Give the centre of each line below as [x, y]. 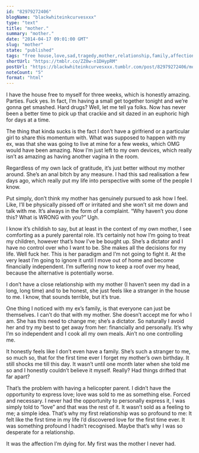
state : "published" [30, 50]
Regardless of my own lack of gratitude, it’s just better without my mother [96, 168]
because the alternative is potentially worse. [60, 273]
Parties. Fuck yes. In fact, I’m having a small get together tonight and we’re [97, 101]
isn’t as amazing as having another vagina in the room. [73, 157]
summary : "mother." [30, 34]
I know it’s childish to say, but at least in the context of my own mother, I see [99, 229]
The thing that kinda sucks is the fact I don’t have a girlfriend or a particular [98, 132]
